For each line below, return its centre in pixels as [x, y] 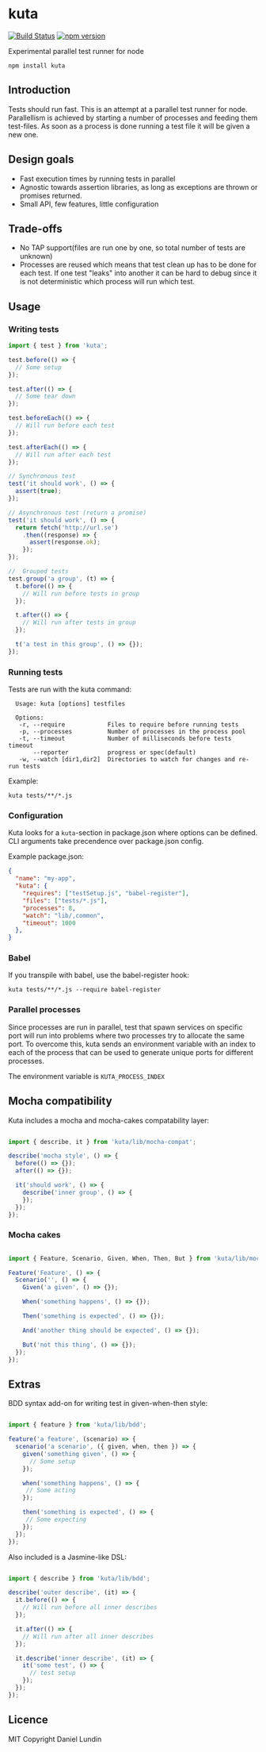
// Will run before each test [65, 425]
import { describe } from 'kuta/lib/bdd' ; [79, 1578]
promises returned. [51, 195]
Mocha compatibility [60, 1101]
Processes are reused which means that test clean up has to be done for [138, 265]
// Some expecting [56, 1520]
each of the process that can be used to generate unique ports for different [131, 1052]
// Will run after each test [63, 454]
